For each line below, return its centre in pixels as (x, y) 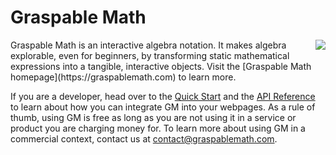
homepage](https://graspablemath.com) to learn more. (123, 77)
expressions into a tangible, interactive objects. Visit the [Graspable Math (161, 66)
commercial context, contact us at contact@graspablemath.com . (144, 138)
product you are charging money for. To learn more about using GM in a (158, 128)
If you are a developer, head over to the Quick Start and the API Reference (163, 96)
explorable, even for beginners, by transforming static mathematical (150, 55)
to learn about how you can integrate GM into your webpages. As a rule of (163, 107)
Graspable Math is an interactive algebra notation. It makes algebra (148, 45)
